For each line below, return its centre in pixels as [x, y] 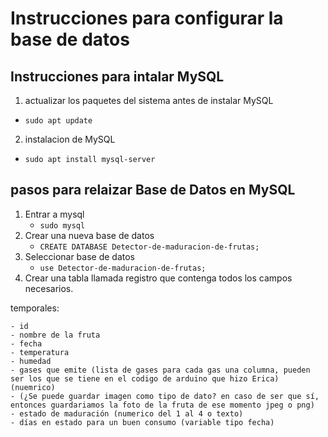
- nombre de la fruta [55, 335]
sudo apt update [58, 121]
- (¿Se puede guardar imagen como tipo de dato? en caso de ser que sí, [165, 396]
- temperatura [40, 352]
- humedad [31, 361]
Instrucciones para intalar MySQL [117, 76]
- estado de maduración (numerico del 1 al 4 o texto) [127, 413]
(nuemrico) [33, 387]
